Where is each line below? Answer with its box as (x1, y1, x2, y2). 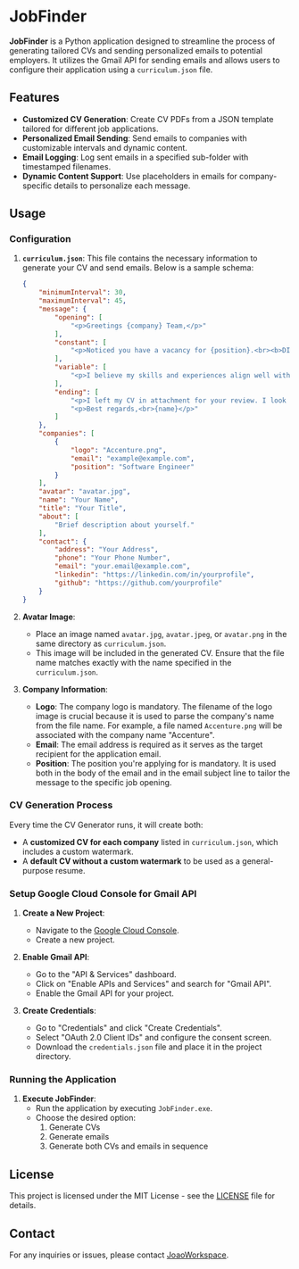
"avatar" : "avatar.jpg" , (38, 487, 131, 496)
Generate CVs (48, 1122, 101, 1132)
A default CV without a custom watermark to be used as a (21, 855, 241, 867)
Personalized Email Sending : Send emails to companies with (21, 132, 247, 144)
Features (9, 90, 60, 105)
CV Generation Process (9, 799, 113, 811)
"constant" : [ (54, 337, 107, 347)
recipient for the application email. (35, 748, 162, 759)
